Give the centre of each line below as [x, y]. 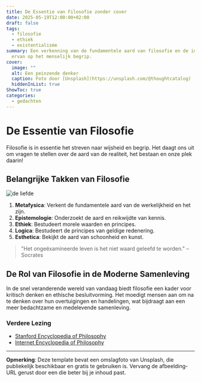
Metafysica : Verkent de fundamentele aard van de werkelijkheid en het [103, 205]
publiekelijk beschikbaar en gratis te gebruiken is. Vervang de [82, 366]
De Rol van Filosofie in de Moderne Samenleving [98, 274]
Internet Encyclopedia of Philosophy [60, 342]
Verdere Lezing [29, 323]
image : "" [24, 68]
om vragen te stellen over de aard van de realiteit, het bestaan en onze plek [99, 154]
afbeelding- [174, 366]
